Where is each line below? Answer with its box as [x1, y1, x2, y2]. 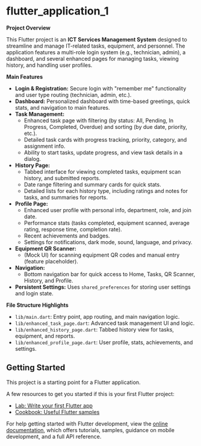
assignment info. [23, 142, 66, 149]
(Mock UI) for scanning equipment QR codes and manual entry [23, 251, 180, 259]
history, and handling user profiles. [6, 61, 93, 69]
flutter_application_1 [6, 4, 110, 18]
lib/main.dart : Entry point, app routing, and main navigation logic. [14, 313, 180, 320]
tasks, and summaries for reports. [23, 193, 108, 201]
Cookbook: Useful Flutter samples [14, 408, 100, 415]
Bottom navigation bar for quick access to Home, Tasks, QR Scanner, [23, 270, 196, 278]
